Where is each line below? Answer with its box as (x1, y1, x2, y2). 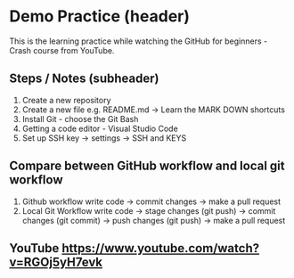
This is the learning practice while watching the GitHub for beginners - (9, 36, 268, 46)
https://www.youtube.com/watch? (61, 241, 260, 256)
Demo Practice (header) (9, 6, 190, 27)
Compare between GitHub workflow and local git (9, 159, 285, 174)
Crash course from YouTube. (9, 45, 115, 55)
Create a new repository (21, 94, 111, 105)
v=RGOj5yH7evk (9, 254, 102, 269)
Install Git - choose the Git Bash (21, 113, 139, 124)
